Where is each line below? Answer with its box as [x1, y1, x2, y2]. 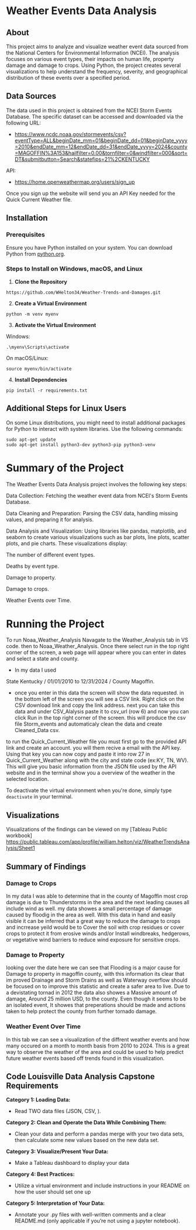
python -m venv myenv [6, 311, 59, 317]
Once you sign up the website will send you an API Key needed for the [6, 190, 176, 197]
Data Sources [6, 91, 57, 101]
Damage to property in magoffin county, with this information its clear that [6, 970, 185, 978]
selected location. [6, 776, 49, 783]
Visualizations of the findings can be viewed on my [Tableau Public [6, 826, 168, 833]
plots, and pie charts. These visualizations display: [6, 540, 128, 547]
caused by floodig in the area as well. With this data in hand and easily [6, 911, 176, 918]
